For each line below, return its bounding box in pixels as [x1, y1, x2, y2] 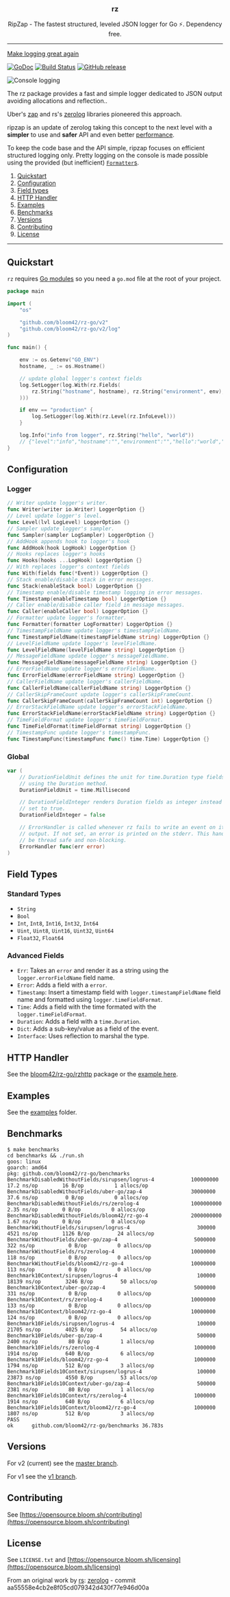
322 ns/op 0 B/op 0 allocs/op [7, 1242, 152, 1249]
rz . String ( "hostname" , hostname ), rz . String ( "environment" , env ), [31, 388, 225, 395]
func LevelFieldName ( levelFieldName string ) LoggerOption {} [7, 646, 186, 653]
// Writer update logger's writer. [7, 500, 109, 507]
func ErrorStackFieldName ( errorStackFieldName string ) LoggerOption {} [7, 710, 216, 717]
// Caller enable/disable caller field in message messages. [7, 601, 186, 609]
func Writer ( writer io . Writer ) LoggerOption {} [7, 506, 146, 513]
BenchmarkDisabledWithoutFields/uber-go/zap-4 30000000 [7, 1188, 216, 1195]
